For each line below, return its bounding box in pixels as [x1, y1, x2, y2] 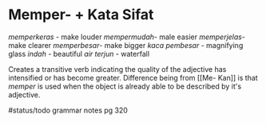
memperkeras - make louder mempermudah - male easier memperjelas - [8, 32, 246, 42]
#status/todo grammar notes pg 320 [8, 105, 128, 115]
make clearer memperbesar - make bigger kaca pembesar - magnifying [8, 40, 244, 50]
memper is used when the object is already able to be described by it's [8, 81, 242, 91]
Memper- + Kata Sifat [8, 6, 154, 24]
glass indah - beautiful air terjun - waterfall [8, 49, 150, 58]
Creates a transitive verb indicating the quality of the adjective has [8, 64, 227, 73]
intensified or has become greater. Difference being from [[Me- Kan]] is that [8, 73, 258, 82]
